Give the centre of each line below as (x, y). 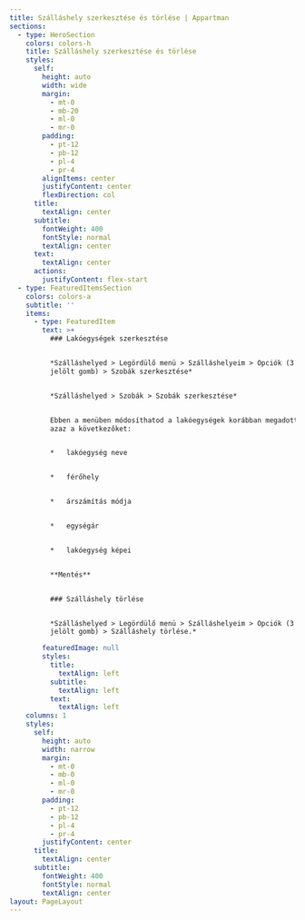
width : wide (65, 85)
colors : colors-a (59, 296)
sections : (28, 26)
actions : (50, 272)
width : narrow (69, 749)
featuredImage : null (81, 648)
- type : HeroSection (56, 35)
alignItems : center (79, 178)
